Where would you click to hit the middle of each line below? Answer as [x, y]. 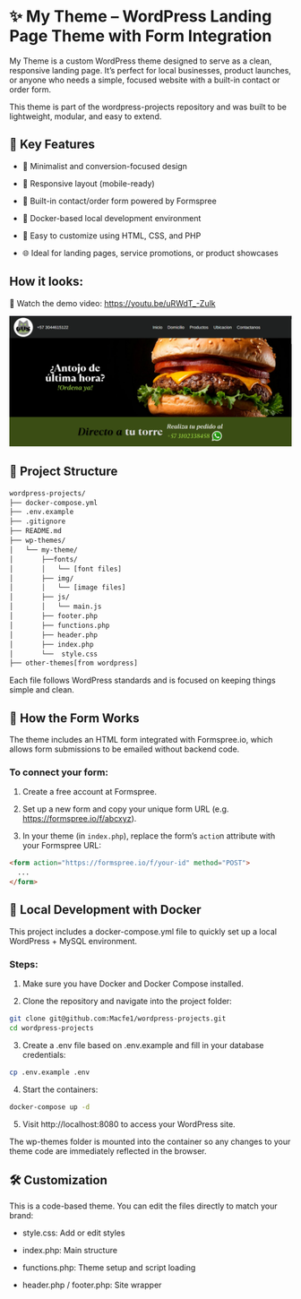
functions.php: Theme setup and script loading [109, 1268]
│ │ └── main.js [56, 606]
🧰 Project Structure [64, 472]
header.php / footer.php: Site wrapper [92, 1285]
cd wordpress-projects [52, 1028]
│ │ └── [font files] [66, 569]
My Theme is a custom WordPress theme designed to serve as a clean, [141, 61]
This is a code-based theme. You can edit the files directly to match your [143, 1206]
